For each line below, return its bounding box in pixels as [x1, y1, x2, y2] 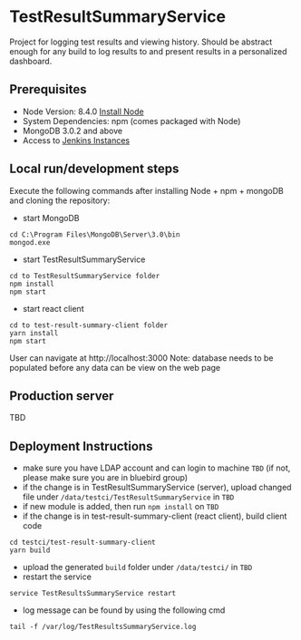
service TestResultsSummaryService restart [9, 589, 177, 598]
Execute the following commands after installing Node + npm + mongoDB [9, 185, 284, 196]
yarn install [9, 328, 59, 337]
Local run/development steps [9, 161, 180, 177]
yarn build [9, 546, 51, 555]
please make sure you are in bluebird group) [22, 472, 189, 483]
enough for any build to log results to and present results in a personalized [9, 45, 287, 56]
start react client [22, 303, 84, 314]
